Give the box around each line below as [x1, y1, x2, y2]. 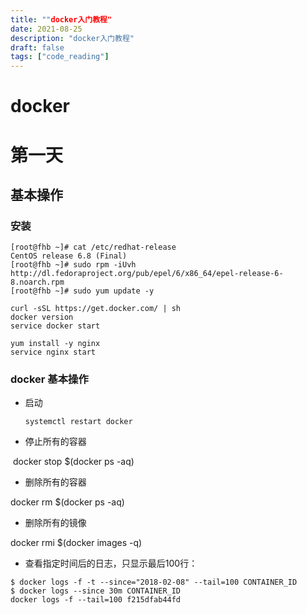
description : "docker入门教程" [10, 33, 135, 43]
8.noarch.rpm [10, 277, 65, 288]
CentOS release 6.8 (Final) [10, 251, 128, 261]
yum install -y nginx [10, 339, 101, 349]
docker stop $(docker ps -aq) [12, 456, 135, 468]
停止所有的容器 [24, 436, 87, 448]
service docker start [10, 321, 101, 331]
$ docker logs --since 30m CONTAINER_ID [10, 586, 182, 596]
